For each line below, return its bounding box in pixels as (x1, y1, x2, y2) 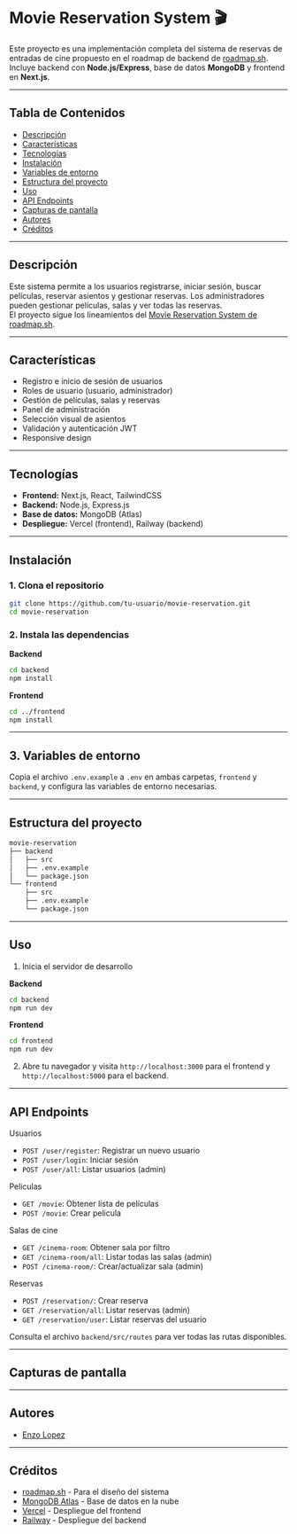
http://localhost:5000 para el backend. (21, 1070, 170, 1081)
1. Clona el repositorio (9, 579, 104, 591)
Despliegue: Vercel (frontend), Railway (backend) (21, 519, 204, 529)
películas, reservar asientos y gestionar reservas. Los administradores (9, 290, 265, 301)
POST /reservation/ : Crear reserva (21, 1295, 148, 1306)
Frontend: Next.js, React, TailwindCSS (21, 490, 162, 501)
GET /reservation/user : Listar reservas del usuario (21, 1314, 207, 1325)
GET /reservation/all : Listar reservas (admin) (21, 1305, 191, 1316)
